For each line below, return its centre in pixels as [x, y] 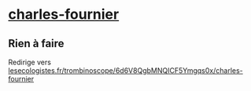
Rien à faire [36, 44]
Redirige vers [30, 62]
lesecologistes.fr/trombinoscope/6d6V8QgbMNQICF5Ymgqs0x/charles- [126, 71]
